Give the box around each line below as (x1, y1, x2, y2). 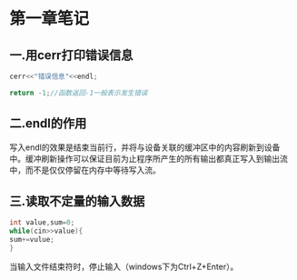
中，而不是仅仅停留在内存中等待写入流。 (9, 165, 161, 175)
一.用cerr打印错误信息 (9, 47, 134, 63)
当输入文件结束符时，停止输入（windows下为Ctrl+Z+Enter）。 (9, 261, 239, 272)
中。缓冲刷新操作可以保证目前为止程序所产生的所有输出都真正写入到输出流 (9, 153, 288, 164)
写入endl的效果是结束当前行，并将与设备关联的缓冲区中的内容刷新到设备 (9, 142, 281, 153)
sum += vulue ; (9, 235, 54, 245)
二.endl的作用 (9, 115, 87, 132)
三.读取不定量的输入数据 (9, 193, 145, 209)
